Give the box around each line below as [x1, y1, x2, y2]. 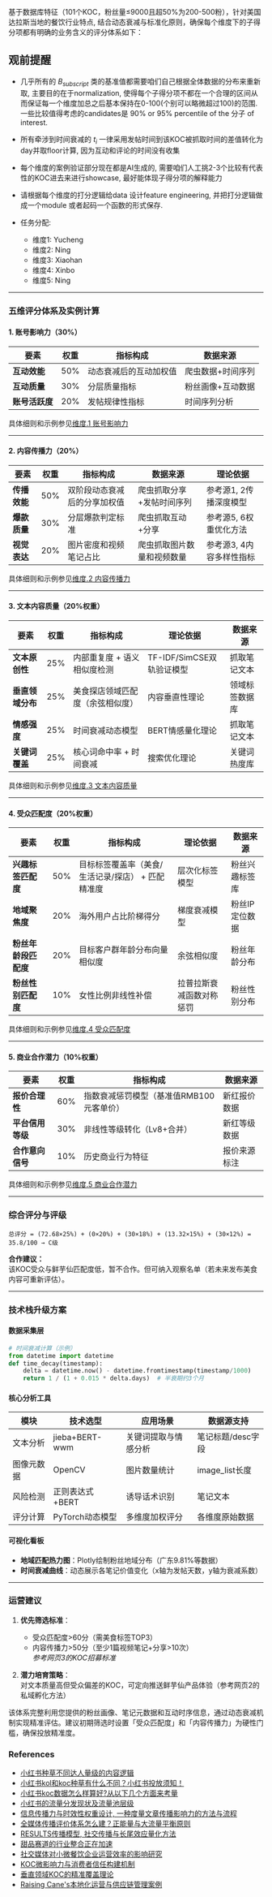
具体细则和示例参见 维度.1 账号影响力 [8, 418, 129, 428]
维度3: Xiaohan [32, 255, 83, 265]
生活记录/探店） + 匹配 [79, 871, 165, 882]
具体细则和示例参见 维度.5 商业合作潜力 [8, 1179, 138, 1189]
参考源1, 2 [206, 484, 246, 495]
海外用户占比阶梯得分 [79, 911, 160, 922]
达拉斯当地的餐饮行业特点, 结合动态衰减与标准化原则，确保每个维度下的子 [8, 17, 253, 27]
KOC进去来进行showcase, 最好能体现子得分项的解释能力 [34, 173, 223, 183]
